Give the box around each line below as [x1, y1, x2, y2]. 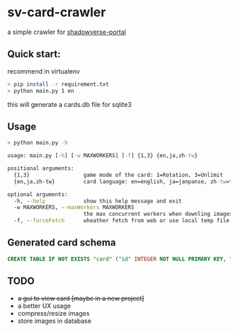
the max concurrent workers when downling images [83, 210, 233, 218]
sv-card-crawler [7, 4, 106, 21]
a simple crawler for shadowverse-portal [7, 28, 126, 36]
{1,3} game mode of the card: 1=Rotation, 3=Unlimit [13, 171, 223, 178]
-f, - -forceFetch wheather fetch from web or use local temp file [13, 217, 230, 224]
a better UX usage [17, 302, 71, 310]
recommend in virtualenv [7, 67, 80, 75]
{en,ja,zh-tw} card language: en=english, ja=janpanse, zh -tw [13, 178, 227, 185]
